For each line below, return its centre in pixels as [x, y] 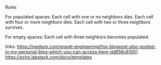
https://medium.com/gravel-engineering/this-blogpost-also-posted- [86, 46]
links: [11, 46]
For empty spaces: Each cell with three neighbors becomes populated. [77, 37]
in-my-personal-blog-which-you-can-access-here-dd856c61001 [71, 52]
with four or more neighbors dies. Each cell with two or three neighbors [78, 22]
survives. [14, 27]
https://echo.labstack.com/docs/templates [49, 57]
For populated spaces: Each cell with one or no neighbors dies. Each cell [79, 17]
